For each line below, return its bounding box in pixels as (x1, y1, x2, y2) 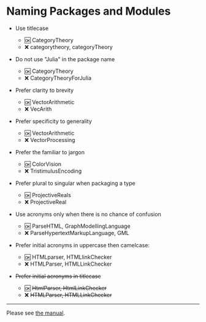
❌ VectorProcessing (24, 136, 75, 143)
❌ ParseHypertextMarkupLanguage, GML (24, 229, 130, 236)
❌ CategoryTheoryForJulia (24, 74, 92, 81)
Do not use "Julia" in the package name (15, 55, 115, 62)
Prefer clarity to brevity (15, 86, 74, 94)
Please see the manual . (6, 309, 66, 316)
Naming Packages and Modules (6, 4, 171, 18)
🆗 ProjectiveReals (24, 191, 72, 198)
